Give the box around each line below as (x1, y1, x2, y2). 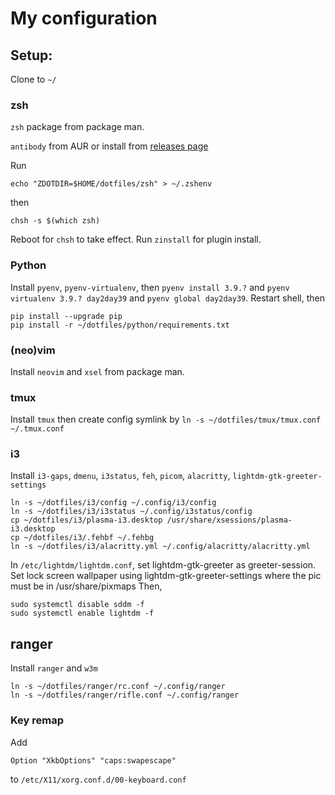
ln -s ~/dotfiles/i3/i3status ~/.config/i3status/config (10, 507, 253, 517)
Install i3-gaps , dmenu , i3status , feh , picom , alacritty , (10, 470, 231, 482)
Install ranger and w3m (10, 662, 98, 674)
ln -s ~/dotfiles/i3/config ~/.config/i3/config (10, 498, 217, 508)
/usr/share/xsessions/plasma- (166, 515, 293, 526)
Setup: (10, 47, 53, 64)
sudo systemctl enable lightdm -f (10, 608, 155, 619)
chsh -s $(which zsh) (10, 216, 101, 226)
